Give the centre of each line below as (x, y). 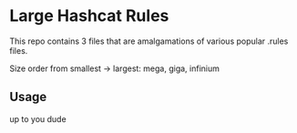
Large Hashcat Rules (89, 16)
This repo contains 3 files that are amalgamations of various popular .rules (149, 41)
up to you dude (38, 118)
